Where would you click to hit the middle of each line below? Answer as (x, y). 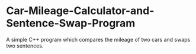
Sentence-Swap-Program (71, 23)
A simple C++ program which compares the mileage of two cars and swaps (98, 39)
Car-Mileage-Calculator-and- (80, 11)
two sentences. (25, 46)
